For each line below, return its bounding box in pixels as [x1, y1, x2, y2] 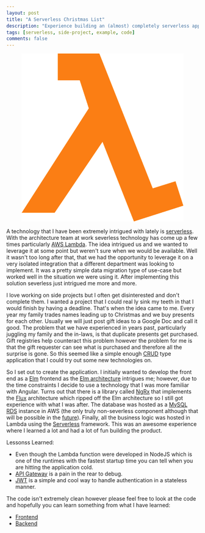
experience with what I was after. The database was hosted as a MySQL [6, 401, 188, 408]
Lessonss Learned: [6, 438, 54, 446]
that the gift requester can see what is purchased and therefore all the [6, 343, 182, 351]
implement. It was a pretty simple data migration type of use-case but [6, 266, 182, 274]
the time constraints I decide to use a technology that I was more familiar [6, 381, 189, 389]
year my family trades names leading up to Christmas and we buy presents [6, 311, 195, 318]
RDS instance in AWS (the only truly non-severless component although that [6, 407, 198, 414]
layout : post [6, 10, 40, 16]
